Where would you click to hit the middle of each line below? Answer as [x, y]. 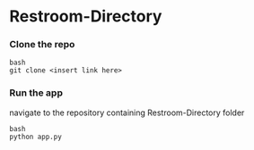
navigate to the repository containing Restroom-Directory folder [127, 112]
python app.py [36, 137]
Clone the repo [42, 45]
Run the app [36, 93]
